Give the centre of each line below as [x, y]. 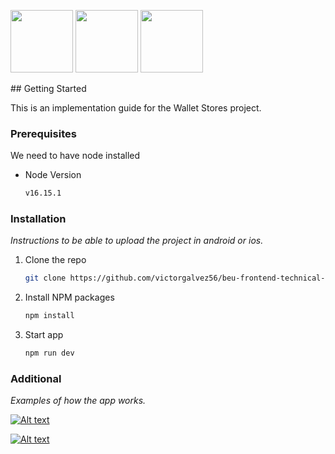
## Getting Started [48, 88]
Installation [38, 219]
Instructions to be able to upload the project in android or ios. [137, 241]
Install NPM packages [69, 297]
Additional [36, 379]
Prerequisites [43, 133]
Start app [44, 335]
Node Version [53, 175]
